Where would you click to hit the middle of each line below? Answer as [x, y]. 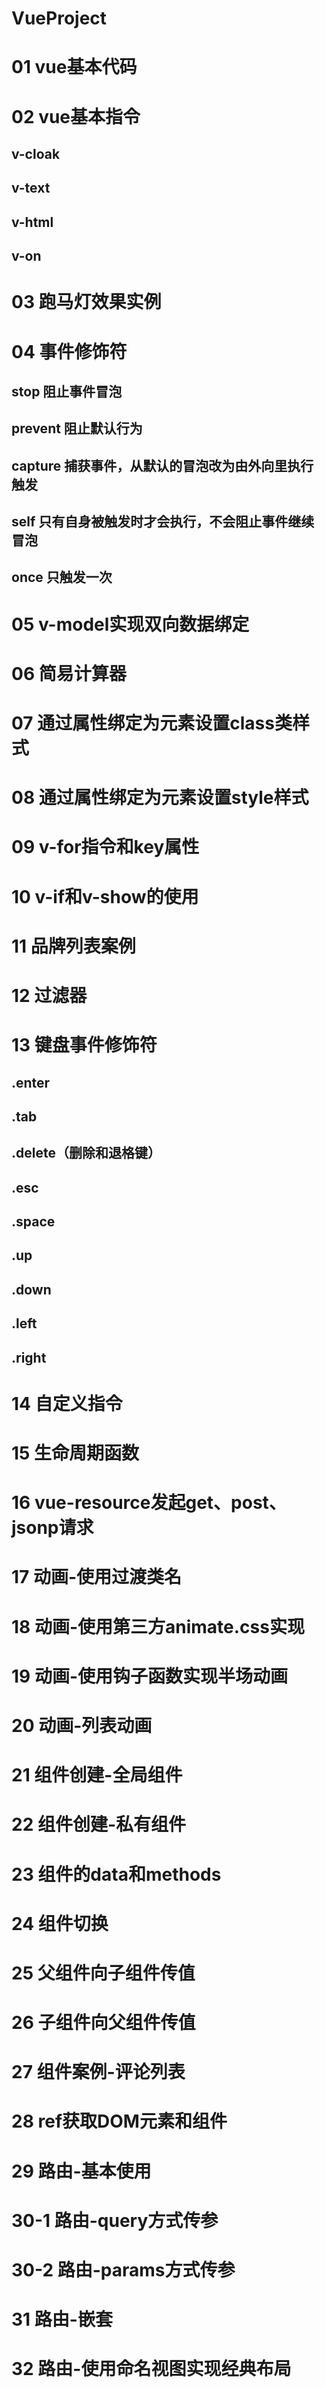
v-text [31, 188]
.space [33, 1222]
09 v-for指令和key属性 [105, 847]
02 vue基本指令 [76, 116]
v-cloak [36, 153]
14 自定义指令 [67, 1403]
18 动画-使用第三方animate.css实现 [158, 1626]
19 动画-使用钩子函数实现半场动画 [149, 1676]
